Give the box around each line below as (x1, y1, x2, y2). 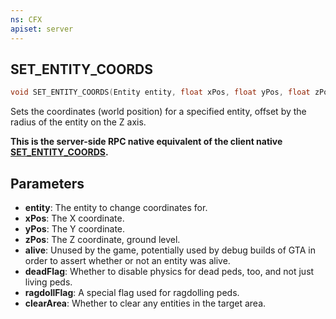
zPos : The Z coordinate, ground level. (24, 234, 181, 245)
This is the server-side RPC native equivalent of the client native (10, 136, 283, 148)
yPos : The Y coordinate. (24, 223, 126, 235)
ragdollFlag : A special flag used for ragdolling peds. (24, 287, 240, 298)
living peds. (24, 276, 73, 288)
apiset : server (10, 24, 74, 34)
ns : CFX (10, 14, 43, 25)
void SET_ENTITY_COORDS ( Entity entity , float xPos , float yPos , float (10, 87, 311, 98)
